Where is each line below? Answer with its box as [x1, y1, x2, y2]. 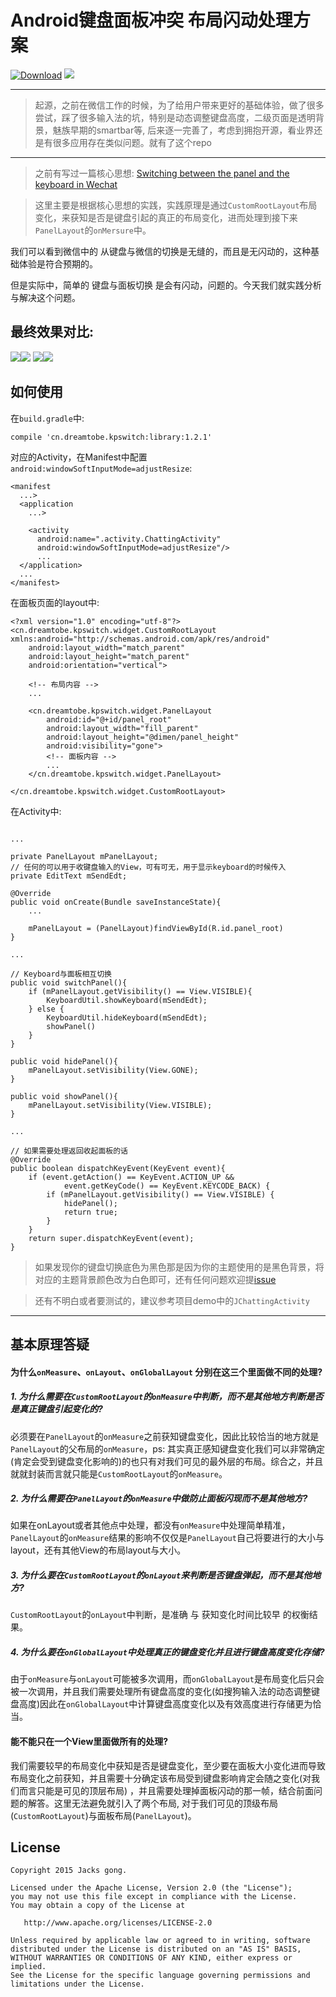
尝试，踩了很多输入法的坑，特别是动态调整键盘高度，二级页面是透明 [34, 111, 316, 123]
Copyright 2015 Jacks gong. [10, 1866, 128, 1876]
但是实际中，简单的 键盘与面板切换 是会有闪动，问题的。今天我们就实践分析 [10, 279, 322, 291]
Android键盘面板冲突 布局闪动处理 [10, 9, 293, 32]
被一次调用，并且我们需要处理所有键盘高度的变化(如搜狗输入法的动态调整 [10, 1686, 312, 1698]
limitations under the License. [10, 1979, 145, 1990]
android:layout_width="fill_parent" [46, 723, 199, 733]
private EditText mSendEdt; [10, 871, 128, 881]
